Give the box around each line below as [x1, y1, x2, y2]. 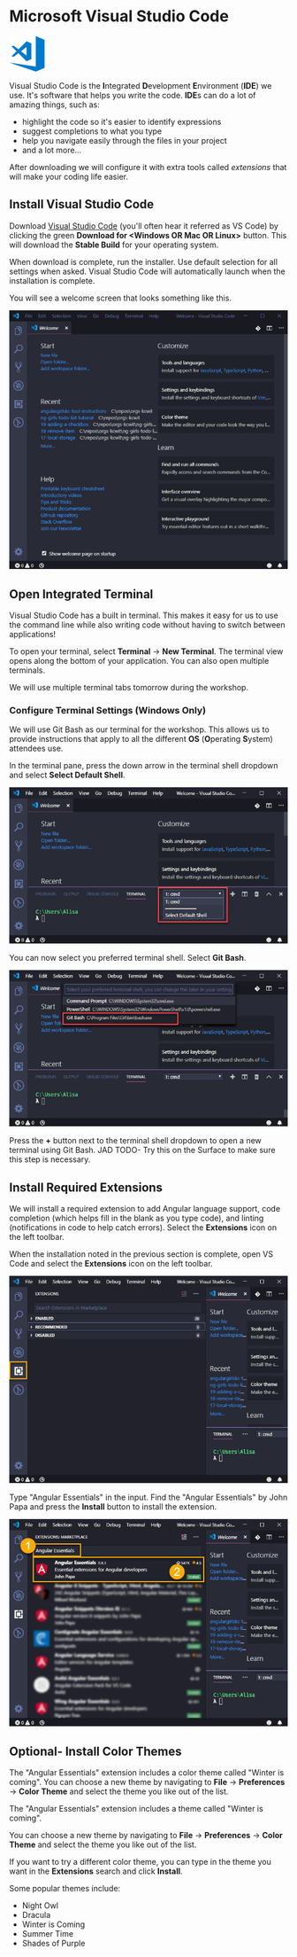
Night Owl [21, 1899, 59, 1911]
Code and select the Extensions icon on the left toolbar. [9, 1259, 214, 1269]
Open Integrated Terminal [9, 587, 154, 602]
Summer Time [21, 1928, 73, 1938]
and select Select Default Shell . [9, 769, 126, 781]
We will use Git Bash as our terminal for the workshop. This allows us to [9, 724, 270, 735]
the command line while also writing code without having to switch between [9, 620, 286, 630]
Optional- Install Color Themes [9, 1743, 183, 1758]
